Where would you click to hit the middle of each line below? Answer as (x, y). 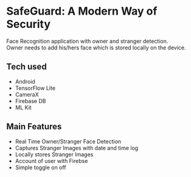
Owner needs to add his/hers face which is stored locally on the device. (96, 48)
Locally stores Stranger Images (54, 154)
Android (25, 81)
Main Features (34, 127)
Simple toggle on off (40, 167)
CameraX (27, 94)
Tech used (26, 67)
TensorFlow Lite (35, 88)
